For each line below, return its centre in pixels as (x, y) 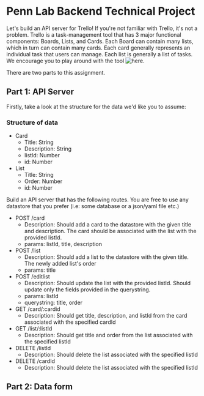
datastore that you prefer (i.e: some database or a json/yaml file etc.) (93, 206)
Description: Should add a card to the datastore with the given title (108, 225)
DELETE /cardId (35, 361)
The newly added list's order (60, 264)
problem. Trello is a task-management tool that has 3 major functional (94, 34)
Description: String (48, 149)
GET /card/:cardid (38, 309)
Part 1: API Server (40, 92)
